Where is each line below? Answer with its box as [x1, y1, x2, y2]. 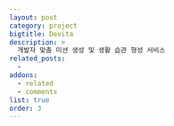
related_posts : [9, 54, 66, 63]
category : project [9, 21, 78, 30]
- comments [17, 87, 58, 96]
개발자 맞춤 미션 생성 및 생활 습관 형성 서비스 [17, 46, 166, 55]
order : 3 [9, 104, 42, 113]
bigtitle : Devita [9, 29, 74, 38]
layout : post [9, 12, 58, 22]
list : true [9, 95, 50, 105]
